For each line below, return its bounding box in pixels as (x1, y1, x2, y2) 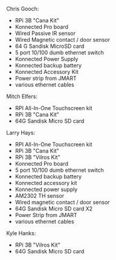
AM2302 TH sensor (14, 192, 65, 199)
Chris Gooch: (6, 5, 39, 12)
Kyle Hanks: (6, 230, 36, 236)
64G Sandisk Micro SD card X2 (14, 205, 93, 212)
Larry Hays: (6, 129, 35, 136)
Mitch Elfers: (6, 93, 38, 100)
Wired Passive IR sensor (14, 30, 76, 37)
